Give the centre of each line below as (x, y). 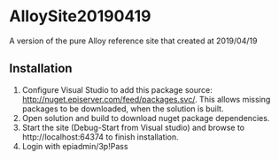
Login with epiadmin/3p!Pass (75, 146)
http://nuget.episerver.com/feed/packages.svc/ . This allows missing (146, 99)
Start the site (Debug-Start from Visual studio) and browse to (133, 127)
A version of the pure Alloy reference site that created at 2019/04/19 (133, 41)
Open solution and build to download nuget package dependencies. (146, 118)
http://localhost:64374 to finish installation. (100, 137)
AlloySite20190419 (80, 16)
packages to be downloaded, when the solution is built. (123, 109)
